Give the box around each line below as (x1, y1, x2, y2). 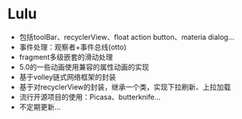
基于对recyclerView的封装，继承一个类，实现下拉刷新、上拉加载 (18, 81, 232, 92)
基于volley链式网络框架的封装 (18, 72, 117, 81)
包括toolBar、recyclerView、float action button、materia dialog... (18, 32, 235, 42)
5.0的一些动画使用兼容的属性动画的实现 (18, 61, 150, 72)
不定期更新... (18, 101, 61, 112)
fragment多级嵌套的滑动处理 (18, 52, 113, 61)
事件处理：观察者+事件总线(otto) (18, 42, 127, 52)
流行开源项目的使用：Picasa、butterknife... (18, 92, 161, 101)
